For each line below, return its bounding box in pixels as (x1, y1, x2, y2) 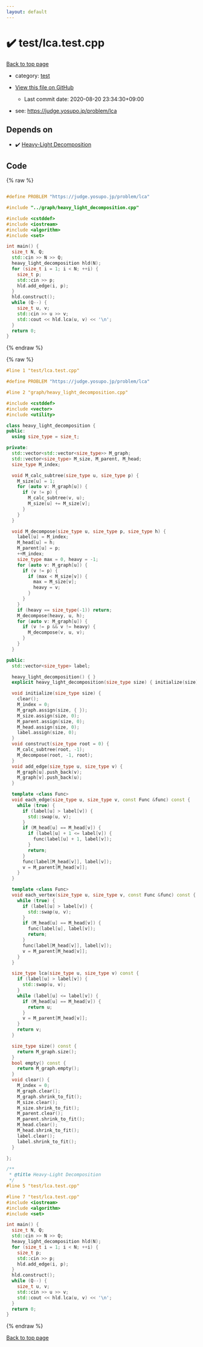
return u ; (28, 1004, 53, 1010)
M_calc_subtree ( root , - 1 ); (17, 747, 85, 753)
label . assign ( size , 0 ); (17, 730, 77, 736)
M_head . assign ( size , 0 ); (17, 724, 80, 730)
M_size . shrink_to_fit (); (17, 1105, 80, 1111)
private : (6, 445, 28, 451)
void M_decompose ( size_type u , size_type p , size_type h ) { (11, 528, 166, 534)
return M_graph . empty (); (17, 1065, 80, 1072)
